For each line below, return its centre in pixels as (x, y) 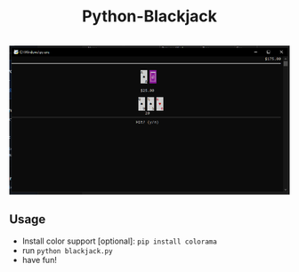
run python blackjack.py (67, 250)
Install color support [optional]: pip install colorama (120, 241)
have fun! (40, 260)
